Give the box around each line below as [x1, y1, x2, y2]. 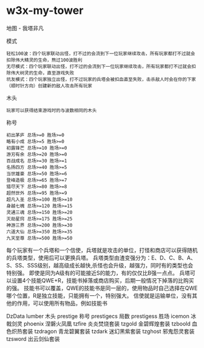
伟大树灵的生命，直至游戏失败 [10, 70, 75, 76]
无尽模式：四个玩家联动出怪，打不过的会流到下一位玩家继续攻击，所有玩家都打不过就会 [6, 63, 192, 70]
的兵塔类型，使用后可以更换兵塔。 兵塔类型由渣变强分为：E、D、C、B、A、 [6, 254, 196, 261]
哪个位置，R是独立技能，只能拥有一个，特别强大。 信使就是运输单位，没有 [6, 292, 192, 299]
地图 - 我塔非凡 [6, 24, 44, 32]
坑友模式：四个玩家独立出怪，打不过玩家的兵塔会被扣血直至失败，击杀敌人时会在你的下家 [6, 76, 196, 82]
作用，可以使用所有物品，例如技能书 [16, 299, 107, 307]
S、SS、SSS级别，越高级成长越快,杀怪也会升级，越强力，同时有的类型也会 [6, 261, 193, 269]
